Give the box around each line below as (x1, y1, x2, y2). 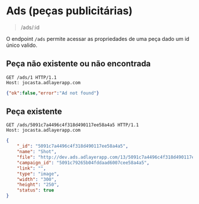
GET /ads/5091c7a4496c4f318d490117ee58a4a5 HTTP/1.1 (6, 122, 139, 128)
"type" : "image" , (17, 171, 60, 177)
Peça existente (6, 107, 62, 117)
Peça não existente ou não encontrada (6, 59, 151, 69)
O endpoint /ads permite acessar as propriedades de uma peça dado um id (6, 35, 190, 42)
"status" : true (17, 187, 54, 193)
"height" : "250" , (17, 182, 60, 188)
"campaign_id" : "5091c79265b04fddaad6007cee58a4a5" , (17, 160, 150, 165)
